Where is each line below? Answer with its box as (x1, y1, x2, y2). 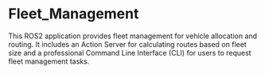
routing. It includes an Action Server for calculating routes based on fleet (8, 39, 247, 49)
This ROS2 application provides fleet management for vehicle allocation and (8, 31, 257, 41)
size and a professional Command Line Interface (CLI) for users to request (8, 48, 252, 57)
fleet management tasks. (8, 56, 90, 66)
